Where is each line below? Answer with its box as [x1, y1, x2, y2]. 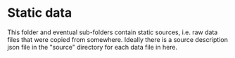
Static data [7, 5, 72, 21]
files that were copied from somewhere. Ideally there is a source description [7, 35, 229, 43]
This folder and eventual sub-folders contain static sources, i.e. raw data [7, 28, 218, 36]
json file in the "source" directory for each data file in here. [7, 43, 178, 51]
